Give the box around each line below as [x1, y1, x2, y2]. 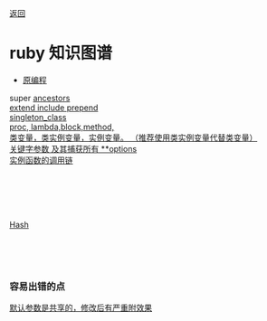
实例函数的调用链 [9, 155, 73, 165]
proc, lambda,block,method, [9, 121, 115, 132]
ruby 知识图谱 [9, 43, 113, 63]
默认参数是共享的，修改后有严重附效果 [9, 302, 152, 314]
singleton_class [9, 111, 67, 122]
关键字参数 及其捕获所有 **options [9, 143, 138, 154]
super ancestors [9, 92, 71, 103]
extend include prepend [9, 102, 99, 113]
